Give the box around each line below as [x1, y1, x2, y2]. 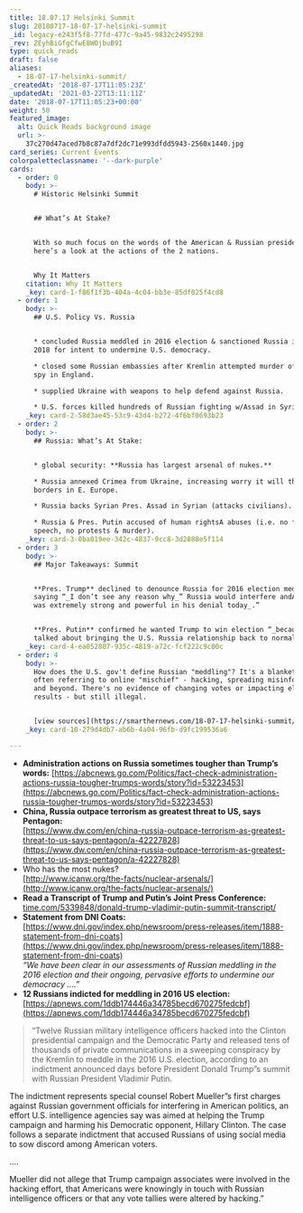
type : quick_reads [9, 47, 78, 56]
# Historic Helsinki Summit [32, 190, 140, 199]
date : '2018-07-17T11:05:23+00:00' [9, 97, 143, 107]
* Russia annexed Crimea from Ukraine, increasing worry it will [32, 476, 284, 486]
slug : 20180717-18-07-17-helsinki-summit [9, 22, 168, 31]
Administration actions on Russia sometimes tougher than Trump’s [22, 757, 279, 768]
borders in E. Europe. [32, 485, 119, 494]
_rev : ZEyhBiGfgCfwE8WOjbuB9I [9, 38, 124, 48]
